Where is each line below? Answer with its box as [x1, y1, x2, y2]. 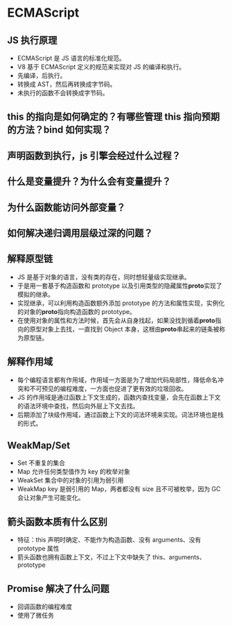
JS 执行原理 [7, 34, 57, 46]
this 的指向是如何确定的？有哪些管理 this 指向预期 [7, 111, 220, 123]
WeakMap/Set [7, 439, 71, 451]
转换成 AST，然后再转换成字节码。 [17, 80, 116, 88]
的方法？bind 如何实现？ [7, 124, 111, 136]
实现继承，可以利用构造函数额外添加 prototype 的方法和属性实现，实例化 [17, 299, 225, 307]
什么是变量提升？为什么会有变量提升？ [7, 176, 171, 188]
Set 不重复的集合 [17, 459, 66, 467]
